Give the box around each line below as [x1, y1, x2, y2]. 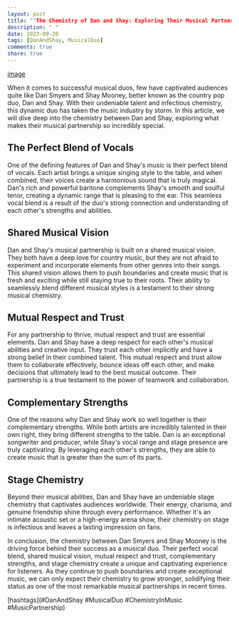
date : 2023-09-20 [7, 30, 59, 38]
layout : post [7, 10, 46, 18]
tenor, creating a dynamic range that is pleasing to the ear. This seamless [7, 191, 222, 199]
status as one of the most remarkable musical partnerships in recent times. [7, 581, 228, 591]
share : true [7, 51, 43, 58]
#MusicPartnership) [7, 603, 65, 612]
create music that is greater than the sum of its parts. [7, 453, 163, 462]
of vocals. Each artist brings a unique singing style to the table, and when [7, 168, 223, 176]
